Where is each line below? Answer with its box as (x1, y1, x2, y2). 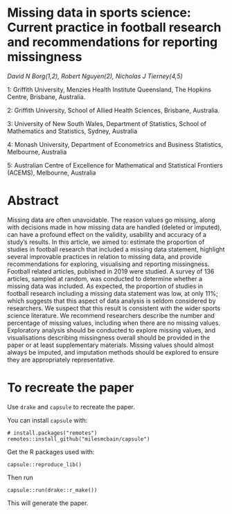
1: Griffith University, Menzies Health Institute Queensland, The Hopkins (7, 85, 211, 94)
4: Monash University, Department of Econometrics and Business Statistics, (7, 140, 224, 148)
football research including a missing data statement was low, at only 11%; (7, 289, 218, 297)
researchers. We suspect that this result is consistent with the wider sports (7, 303, 221, 312)
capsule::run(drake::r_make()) (7, 486, 98, 493)
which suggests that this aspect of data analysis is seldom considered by (7, 296, 216, 305)
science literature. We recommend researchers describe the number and (7, 311, 215, 319)
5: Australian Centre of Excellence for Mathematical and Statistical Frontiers (7, 161, 223, 169)
